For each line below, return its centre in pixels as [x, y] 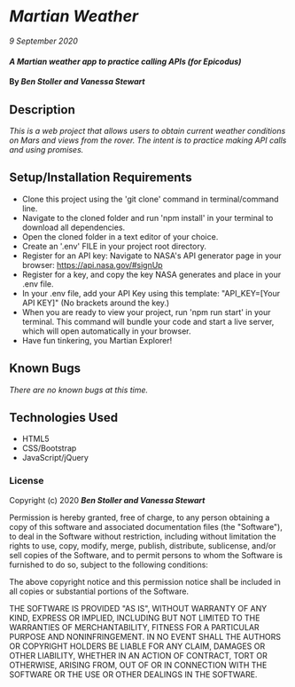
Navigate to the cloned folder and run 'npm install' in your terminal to [147, 217]
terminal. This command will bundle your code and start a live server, [148, 321]
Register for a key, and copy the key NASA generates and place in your [151, 274]
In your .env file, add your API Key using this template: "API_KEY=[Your [151, 293]
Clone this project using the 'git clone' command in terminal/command [150, 199]
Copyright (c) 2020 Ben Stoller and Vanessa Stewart [107, 500]
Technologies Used [63, 418]
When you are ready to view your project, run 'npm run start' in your [147, 312]
